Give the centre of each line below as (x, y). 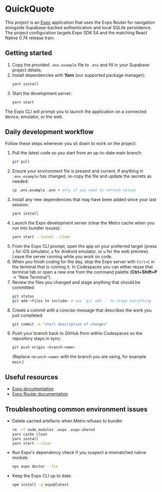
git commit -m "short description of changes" (60, 324)
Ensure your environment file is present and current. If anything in (78, 171)
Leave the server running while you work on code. (62, 256)
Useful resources (32, 377)
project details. (27, 70)
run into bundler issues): (36, 228)
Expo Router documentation (40, 394)
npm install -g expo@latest (40, 485)
